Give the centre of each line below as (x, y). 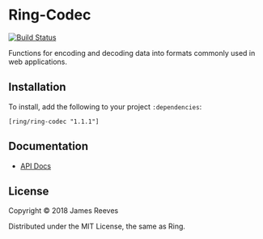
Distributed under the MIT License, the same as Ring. (97, 226)
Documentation (49, 146)
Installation (37, 87)
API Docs (35, 166)
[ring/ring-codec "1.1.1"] (54, 122)
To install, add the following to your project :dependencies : (105, 106)
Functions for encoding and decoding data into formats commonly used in (132, 53)
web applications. (38, 62)
